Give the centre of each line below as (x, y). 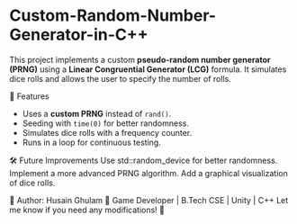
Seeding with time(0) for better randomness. (105, 123)
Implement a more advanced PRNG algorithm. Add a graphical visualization (148, 173)
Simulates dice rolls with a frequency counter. (107, 132)
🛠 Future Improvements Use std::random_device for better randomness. (144, 160)
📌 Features (29, 96)
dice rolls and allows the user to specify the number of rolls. (120, 78)
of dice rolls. (32, 183)
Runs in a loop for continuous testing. (92, 142)
